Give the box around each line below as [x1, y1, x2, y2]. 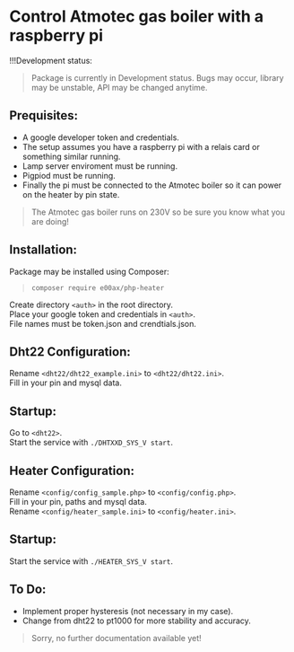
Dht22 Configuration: [9, 344, 132, 359]
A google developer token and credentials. [22, 132, 179, 143]
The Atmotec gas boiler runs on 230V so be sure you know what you [30, 207, 285, 217]
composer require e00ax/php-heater [30, 283, 165, 293]
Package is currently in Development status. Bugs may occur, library [30, 72, 284, 83]
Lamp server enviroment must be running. [22, 160, 177, 172]
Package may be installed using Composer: [9, 266, 170, 277]
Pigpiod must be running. [22, 170, 117, 181]
